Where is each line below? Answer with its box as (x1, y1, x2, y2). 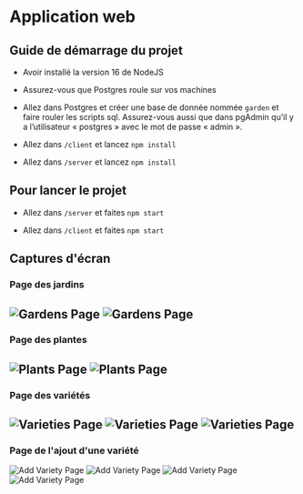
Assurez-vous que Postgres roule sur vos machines (22, 85, 217, 95)
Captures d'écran (9, 251, 111, 267)
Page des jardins (9, 278, 85, 291)
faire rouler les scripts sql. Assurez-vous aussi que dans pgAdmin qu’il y (22, 112, 294, 122)
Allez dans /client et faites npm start (22, 225, 165, 236)
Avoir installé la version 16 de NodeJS (22, 66, 164, 77)
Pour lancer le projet (9, 183, 127, 198)
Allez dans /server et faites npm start (22, 207, 165, 217)
